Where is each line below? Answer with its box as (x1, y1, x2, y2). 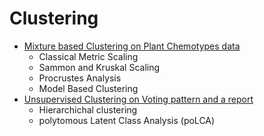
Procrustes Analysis (38, 72, 122, 84)
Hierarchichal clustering (38, 103, 138, 116)
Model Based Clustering (38, 82, 139, 94)
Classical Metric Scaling (38, 50, 139, 62)
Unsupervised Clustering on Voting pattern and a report (23, 93, 254, 105)
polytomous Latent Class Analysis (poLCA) (38, 114, 216, 126)
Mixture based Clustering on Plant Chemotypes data (23, 40, 241, 52)
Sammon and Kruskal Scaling (38, 61, 161, 73)
